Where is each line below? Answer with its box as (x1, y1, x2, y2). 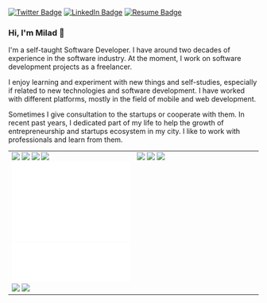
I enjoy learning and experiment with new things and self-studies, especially (8, 78, 257, 87)
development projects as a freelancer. (8, 62, 133, 71)
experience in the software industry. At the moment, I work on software (8, 54, 242, 63)
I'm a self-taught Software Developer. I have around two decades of (8, 45, 230, 55)
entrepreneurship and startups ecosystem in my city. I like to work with (8, 127, 241, 136)
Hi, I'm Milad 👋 (8, 27, 65, 38)
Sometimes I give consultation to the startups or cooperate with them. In (8, 109, 245, 119)
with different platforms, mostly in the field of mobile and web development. (8, 94, 257, 104)
